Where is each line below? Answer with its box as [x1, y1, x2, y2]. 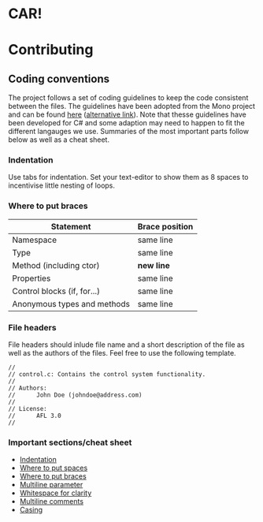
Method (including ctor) [12, 259, 100, 270]
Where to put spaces [19, 463, 88, 473]
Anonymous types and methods [12, 298, 130, 309]
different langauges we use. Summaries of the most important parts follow [8, 127, 250, 136]
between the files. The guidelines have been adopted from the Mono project [8, 102, 256, 111]
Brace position [137, 221, 194, 232]
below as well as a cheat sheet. [8, 135, 110, 144]
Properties [12, 273, 51, 284]
